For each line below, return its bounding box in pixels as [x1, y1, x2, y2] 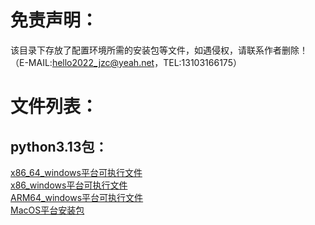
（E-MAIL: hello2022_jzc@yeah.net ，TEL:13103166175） [10, 56, 242, 68]
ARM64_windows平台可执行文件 [10, 191, 144, 203]
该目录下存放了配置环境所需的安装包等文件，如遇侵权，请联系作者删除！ [10, 44, 308, 56]
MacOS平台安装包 [10, 204, 85, 216]
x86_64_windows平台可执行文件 [10, 166, 143, 178]
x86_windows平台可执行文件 [10, 179, 128, 191]
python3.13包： [10, 138, 108, 155]
